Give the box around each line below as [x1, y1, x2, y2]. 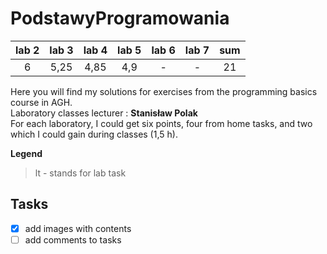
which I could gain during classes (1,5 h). [10, 128, 178, 140]
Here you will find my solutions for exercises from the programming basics [10, 85, 318, 97]
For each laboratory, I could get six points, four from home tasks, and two [10, 117, 313, 129]
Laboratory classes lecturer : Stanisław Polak [10, 107, 198, 119]
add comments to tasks [24, 233, 122, 246]
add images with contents [24, 222, 132, 234]
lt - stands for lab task [34, 167, 127, 179]
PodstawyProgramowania [10, 7, 230, 30]
